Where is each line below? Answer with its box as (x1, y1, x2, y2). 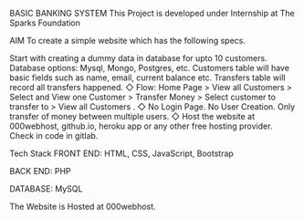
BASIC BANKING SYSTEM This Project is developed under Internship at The (9, 8, 295, 18)
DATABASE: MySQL (9, 183, 83, 194)
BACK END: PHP (9, 166, 71, 176)
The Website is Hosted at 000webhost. (9, 201, 157, 212)
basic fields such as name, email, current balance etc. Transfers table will (9, 72, 286, 83)
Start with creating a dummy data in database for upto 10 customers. (9, 53, 267, 63)
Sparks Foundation (9, 17, 80, 28)
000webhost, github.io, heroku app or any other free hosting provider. (9, 120, 273, 131)
